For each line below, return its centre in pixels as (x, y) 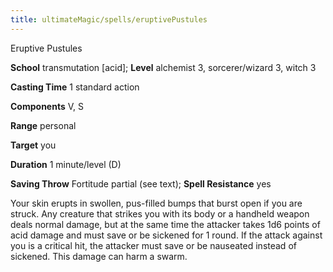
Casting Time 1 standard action (75, 87)
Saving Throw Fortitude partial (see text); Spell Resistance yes (141, 183)
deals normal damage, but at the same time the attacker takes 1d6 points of (165, 224)
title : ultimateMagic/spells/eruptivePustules (109, 19)
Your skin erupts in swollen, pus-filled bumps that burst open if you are (156, 203)
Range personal (43, 125)
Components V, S (47, 106)
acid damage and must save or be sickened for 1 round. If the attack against (166, 235)
